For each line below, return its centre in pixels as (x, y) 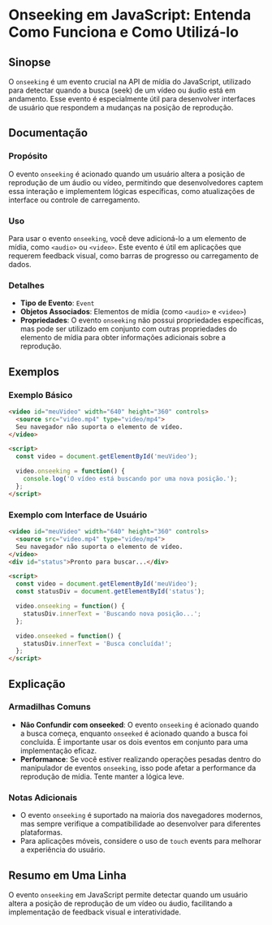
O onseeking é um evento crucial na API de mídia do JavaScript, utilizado (130, 82)
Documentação (48, 133)
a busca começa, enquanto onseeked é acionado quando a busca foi (134, 733)
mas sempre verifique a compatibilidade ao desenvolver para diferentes (140, 824)
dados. (20, 264)
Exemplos (34, 372)
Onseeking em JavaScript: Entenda (130, 15)
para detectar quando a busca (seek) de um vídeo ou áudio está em (122, 90)
